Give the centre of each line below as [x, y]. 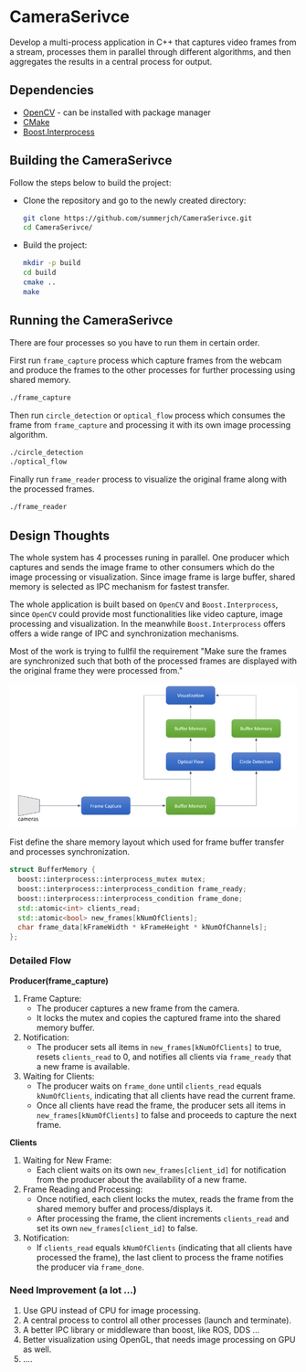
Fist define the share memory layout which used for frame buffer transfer [147, 842]
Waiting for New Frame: [67, 1160]
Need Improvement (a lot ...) [73, 1291]
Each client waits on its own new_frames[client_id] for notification [161, 1170]
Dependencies [52, 90]
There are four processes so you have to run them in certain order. [135, 342]
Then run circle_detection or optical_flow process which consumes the [148, 415]
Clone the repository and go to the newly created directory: [134, 200]
